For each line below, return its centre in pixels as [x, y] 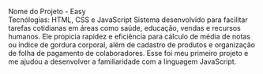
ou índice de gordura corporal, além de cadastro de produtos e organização [131, 45]
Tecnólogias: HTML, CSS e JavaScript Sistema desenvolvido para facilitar [128, 20]
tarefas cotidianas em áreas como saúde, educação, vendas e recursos [124, 28]
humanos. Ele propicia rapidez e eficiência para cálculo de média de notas [130, 36]
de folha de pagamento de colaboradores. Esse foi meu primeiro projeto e [128, 53]
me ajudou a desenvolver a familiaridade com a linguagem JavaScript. [122, 61]
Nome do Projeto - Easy [47, 11]
